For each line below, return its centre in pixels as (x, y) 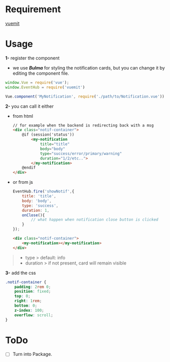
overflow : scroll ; (34, 315)
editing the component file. (41, 73)
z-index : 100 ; (29, 310)
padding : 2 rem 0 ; (33, 287)
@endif (29, 168)
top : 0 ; (22, 296)
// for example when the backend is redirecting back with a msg (83, 125)
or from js (23, 182)
